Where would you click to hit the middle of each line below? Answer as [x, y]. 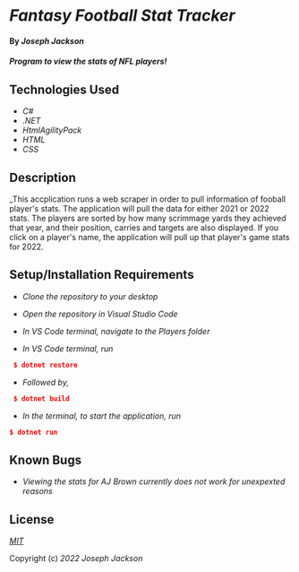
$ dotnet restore [45, 365]
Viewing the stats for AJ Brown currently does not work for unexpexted [154, 481]
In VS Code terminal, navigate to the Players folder [116, 331]
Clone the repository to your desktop [90, 296]
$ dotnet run [34, 432]
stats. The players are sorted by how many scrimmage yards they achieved [148, 218]
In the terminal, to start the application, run [102, 416]
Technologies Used [64, 89]
